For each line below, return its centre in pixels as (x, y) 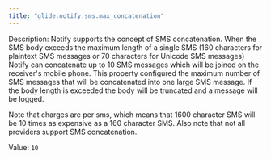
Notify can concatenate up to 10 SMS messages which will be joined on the (134, 65)
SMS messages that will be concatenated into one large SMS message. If (130, 82)
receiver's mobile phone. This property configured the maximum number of (134, 73)
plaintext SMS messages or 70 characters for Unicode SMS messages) (127, 56)
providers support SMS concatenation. (73, 132)
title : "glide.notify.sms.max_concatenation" (86, 16)
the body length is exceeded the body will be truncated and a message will (133, 90)
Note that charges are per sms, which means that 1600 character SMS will (132, 115)
